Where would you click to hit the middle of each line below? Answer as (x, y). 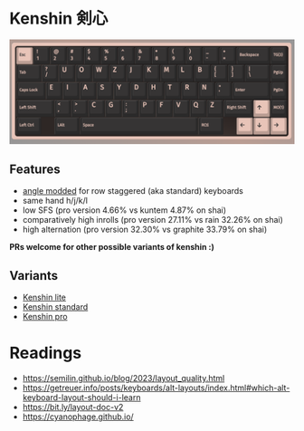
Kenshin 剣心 (59, 19)
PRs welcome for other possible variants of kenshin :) (112, 247)
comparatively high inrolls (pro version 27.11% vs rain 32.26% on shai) (152, 220)
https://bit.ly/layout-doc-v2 (73, 407)
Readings (46, 353)
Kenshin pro (45, 317)
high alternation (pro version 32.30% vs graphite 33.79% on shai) (145, 230)
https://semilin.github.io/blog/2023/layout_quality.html (123, 378)
